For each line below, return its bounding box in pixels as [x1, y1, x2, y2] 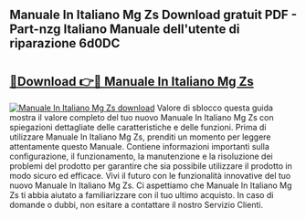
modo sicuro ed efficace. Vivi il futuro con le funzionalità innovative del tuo [9, 171, 291, 181]
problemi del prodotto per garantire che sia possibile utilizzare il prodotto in [9, 161, 292, 172]
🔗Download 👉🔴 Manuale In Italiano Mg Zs [9, 73, 254, 89]
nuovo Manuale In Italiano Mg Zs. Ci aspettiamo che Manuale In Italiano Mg [9, 180, 292, 191]
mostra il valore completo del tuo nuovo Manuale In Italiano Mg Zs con [9, 112, 274, 122]
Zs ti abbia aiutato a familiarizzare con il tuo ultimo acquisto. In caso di [9, 190, 274, 200]
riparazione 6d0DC [9, 36, 121, 51]
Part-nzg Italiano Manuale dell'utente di [9, 22, 240, 37]
